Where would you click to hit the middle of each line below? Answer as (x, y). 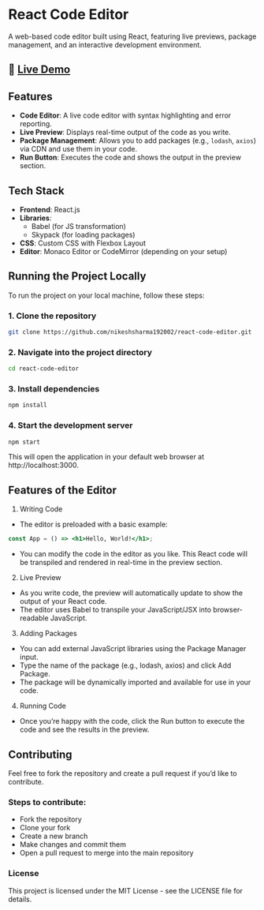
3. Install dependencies (54, 389)
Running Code (43, 706)
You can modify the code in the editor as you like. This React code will (134, 554)
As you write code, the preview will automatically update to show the (131, 593)
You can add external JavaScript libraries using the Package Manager (133, 649)
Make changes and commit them (73, 844)
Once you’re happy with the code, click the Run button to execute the (132, 721)
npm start (24, 442)
